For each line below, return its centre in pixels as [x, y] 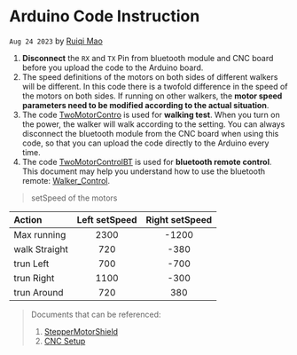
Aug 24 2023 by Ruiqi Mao [56, 41]
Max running [40, 234]
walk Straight [41, 248]
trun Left [31, 264]
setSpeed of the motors [74, 198]
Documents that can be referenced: [96, 314]
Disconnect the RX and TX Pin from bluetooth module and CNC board [148, 58]
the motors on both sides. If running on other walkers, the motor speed [152, 96]
